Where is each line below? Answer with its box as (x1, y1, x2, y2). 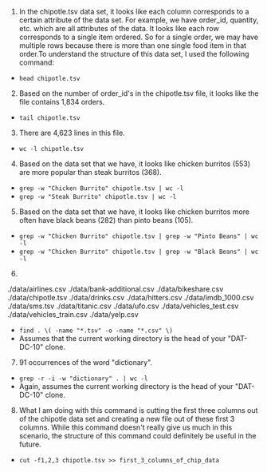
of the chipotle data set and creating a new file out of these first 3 (18, 414, 235, 423)
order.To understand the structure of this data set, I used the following (18, 50, 249, 58)
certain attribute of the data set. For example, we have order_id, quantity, (18, 15, 259, 25)
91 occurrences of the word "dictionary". (18, 358, 153, 367)
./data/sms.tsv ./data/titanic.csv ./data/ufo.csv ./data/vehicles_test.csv (7, 301, 239, 311)
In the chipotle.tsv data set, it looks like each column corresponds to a (18, 7, 249, 16)
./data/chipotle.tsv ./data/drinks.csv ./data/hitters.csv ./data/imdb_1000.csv (7, 293, 254, 302)
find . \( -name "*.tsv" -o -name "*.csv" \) (18, 327, 173, 335)
